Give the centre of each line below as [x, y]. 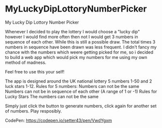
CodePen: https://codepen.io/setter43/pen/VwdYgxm [59, 120]
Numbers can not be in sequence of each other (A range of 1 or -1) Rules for [81, 91]
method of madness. [26, 62]
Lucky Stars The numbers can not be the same [52, 96]
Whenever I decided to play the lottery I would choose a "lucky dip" [73, 31]
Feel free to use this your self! [35, 71]
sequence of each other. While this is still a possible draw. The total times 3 [80, 42]
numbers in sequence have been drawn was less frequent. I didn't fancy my [81, 47]
